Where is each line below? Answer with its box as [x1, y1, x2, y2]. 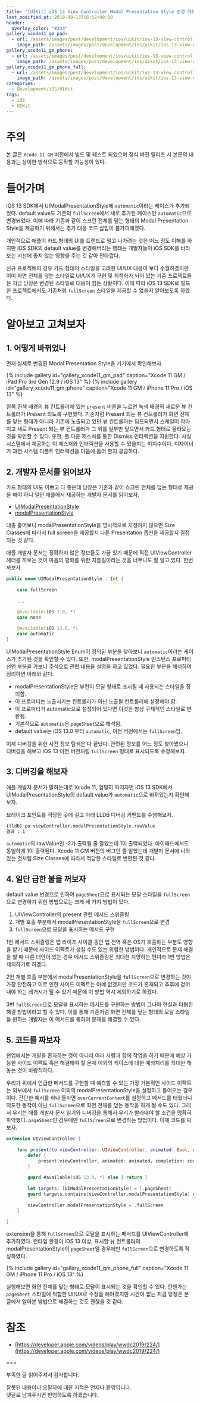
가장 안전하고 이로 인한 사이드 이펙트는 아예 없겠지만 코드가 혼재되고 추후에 [6, 981, 180, 988]
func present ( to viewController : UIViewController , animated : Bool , [17, 1146, 190, 1153]
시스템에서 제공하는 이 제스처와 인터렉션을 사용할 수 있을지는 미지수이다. [6, 440, 173, 447]
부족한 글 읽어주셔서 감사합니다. [6, 1371, 80, 1378]
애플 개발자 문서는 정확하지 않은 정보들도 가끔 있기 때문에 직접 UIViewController [6, 549, 192, 556]
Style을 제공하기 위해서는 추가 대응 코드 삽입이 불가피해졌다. [6, 224, 146, 232]
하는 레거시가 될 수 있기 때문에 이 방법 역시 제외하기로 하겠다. [17, 988, 158, 995]
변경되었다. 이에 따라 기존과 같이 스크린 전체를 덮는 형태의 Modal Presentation [6, 217, 189, 224]
